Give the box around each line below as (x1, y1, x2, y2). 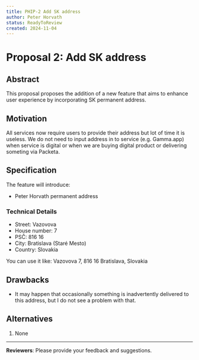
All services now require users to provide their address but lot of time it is (6, 129, 185, 136)
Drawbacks (6, 275, 49, 285)
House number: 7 (14, 227, 57, 234)
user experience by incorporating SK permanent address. (6, 96, 147, 104)
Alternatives (6, 314, 53, 324)
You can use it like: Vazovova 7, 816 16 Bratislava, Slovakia (6, 257, 148, 265)
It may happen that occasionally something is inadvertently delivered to (14, 290, 190, 297)
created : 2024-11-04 (6, 25, 57, 31)
